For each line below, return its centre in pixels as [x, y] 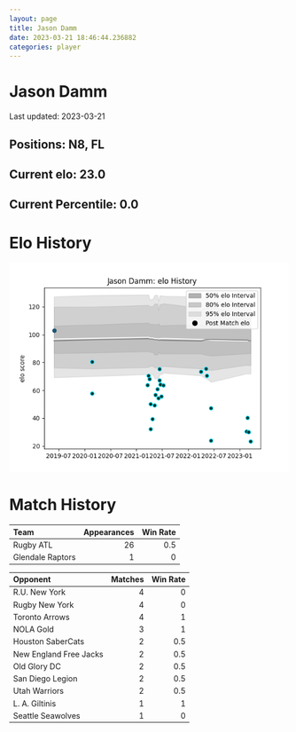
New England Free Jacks [58, 654]
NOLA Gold [34, 629]
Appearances [109, 531]
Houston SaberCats [49, 641]
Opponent [32, 579]
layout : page [33, 19]
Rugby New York [43, 604]
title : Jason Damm [43, 28]
